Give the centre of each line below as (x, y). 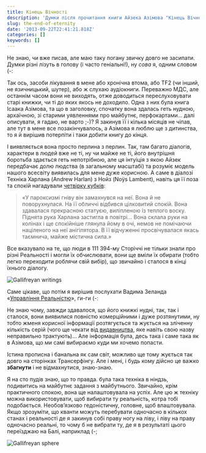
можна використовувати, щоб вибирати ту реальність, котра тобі (93, 399)
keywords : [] (24, 40)
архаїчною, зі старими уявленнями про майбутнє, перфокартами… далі (101, 115)
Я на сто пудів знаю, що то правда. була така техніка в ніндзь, (88, 379)
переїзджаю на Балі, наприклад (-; (52, 431)
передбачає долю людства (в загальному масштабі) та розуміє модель (101, 166)
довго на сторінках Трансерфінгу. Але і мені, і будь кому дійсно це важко (103, 361)
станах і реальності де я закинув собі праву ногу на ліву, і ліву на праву (101, 418)
